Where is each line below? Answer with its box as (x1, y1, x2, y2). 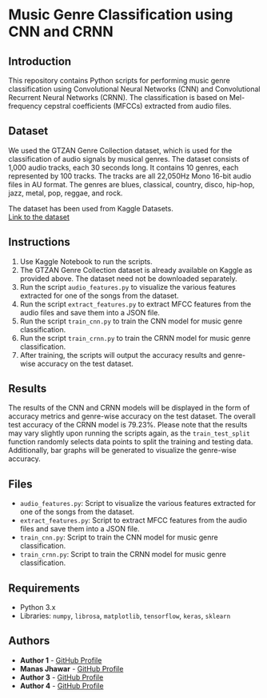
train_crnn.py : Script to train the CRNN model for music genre (19, 550, 226, 560)
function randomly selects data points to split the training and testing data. (8, 437, 253, 447)
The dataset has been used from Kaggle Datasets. (8, 203, 173, 213)
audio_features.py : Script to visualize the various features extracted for (19, 499, 257, 508)
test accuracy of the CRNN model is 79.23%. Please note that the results (8, 420, 248, 430)
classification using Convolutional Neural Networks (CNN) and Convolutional (8, 84, 261, 94)
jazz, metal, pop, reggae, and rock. (8, 188, 123, 198)
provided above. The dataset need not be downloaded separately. (19, 274, 237, 283)
